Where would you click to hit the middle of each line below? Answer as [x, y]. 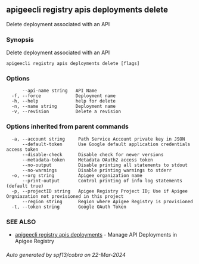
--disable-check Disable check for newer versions [93, 154]
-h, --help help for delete [64, 101]
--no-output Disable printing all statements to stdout [105, 165]
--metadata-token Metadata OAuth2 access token [87, 160]
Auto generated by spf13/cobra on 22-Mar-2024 [66, 254]
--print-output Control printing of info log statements [102, 181]
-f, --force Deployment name [64, 96]
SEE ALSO [21, 222]
